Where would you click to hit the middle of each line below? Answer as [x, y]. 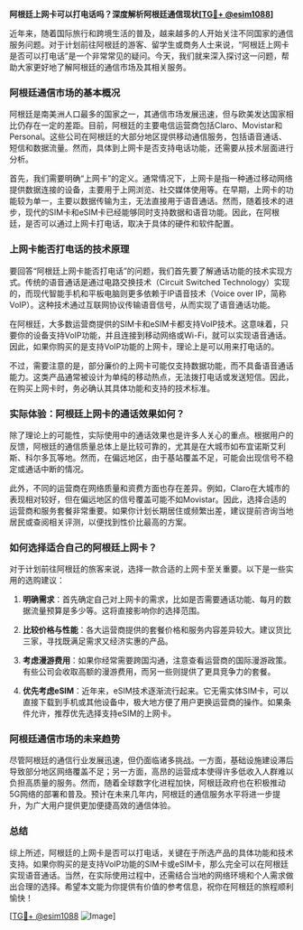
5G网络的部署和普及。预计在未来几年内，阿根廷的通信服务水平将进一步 [141, 795]
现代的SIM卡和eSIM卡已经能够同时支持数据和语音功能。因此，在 [144, 212]
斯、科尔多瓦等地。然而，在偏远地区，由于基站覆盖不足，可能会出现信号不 [147, 457]
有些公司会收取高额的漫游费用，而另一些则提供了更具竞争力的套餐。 [149, 672]
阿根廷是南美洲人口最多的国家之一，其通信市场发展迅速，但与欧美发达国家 [147, 114]
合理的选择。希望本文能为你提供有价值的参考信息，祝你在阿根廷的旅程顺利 [155, 886]
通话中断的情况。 [56, 469]
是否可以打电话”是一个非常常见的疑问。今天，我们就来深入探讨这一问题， [146, 56]
